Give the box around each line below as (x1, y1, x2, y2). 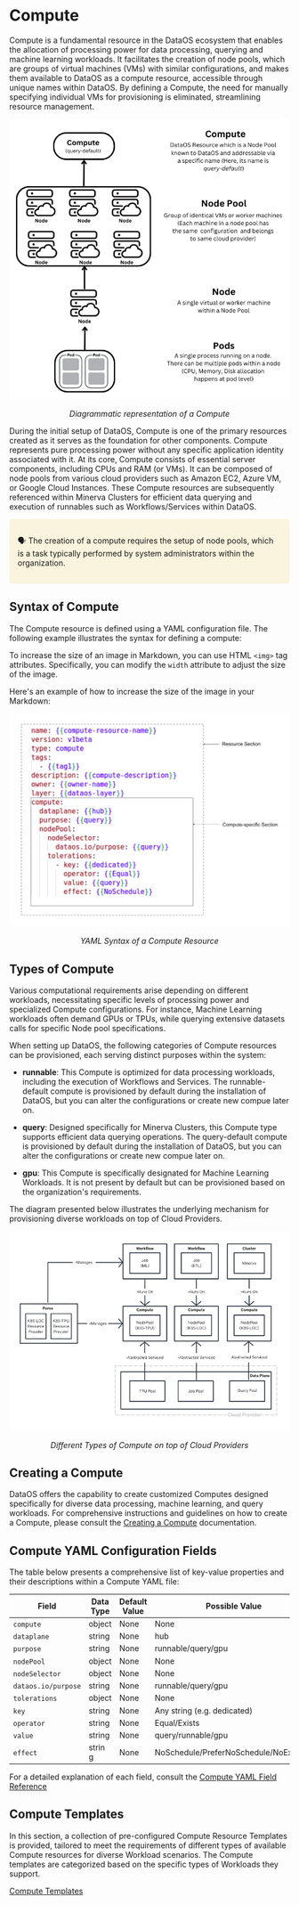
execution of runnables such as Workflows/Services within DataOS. (9, 501, 257, 512)
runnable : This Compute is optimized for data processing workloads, (21, 1066, 276, 1078)
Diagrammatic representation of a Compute (69, 408, 230, 419)
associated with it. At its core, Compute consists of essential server (9, 453, 256, 464)
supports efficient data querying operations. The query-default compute (21, 1131, 287, 1142)
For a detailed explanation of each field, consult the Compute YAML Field (9, 1771, 278, 1782)
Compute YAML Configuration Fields (9, 1543, 217, 1559)
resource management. (9, 101, 95, 111)
